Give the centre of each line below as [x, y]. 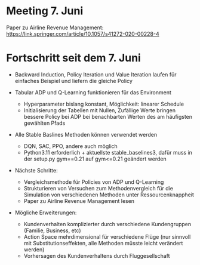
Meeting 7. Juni [45, 11]
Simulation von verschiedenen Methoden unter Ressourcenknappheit [109, 195]
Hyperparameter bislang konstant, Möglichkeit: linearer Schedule [104, 104]
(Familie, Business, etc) [53, 230]
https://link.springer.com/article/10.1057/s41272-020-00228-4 [83, 33]
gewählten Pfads [44, 123]
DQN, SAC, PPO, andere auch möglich [70, 146]
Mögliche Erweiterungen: [46, 212]
